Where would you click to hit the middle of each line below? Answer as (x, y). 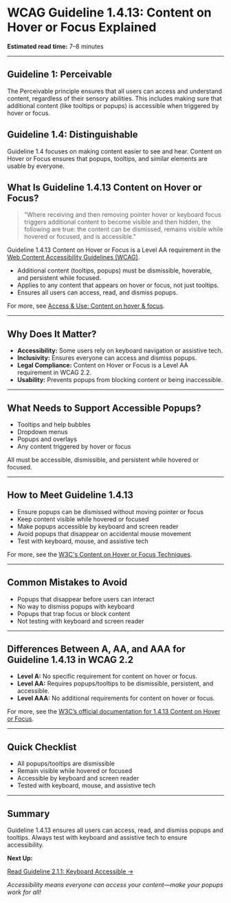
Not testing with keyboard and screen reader (80, 621)
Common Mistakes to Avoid (67, 583)
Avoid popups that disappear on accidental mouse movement (104, 533)
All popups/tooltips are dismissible (66, 764)
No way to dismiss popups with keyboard (76, 606)
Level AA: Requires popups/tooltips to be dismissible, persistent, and (115, 683)
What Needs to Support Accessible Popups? (104, 408)
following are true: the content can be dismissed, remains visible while (123, 229)
